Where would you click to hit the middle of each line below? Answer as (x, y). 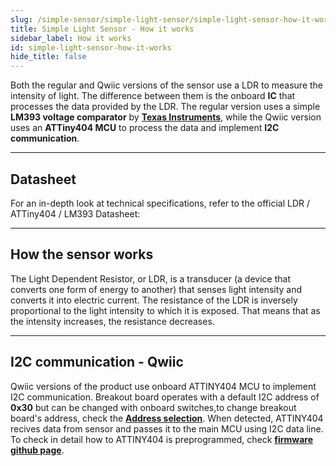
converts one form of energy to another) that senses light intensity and (156, 289)
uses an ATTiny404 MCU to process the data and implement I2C (145, 128)
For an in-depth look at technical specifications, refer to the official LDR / (160, 203)
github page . (37, 450)
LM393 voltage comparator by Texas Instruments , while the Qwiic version (166, 117)
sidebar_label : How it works (71, 38)
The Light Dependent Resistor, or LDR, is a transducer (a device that (150, 278)
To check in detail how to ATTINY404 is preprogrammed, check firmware (162, 439)
